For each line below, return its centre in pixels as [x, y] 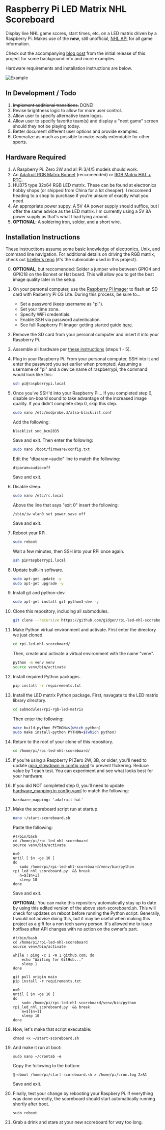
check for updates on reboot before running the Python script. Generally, [86, 913]
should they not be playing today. [46, 126]
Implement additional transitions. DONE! [53, 105]
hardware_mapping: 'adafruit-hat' [48, 800]
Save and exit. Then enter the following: [53, 440]
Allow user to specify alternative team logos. [58, 116]
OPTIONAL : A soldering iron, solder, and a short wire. [67, 222]
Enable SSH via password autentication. [60, 320]
